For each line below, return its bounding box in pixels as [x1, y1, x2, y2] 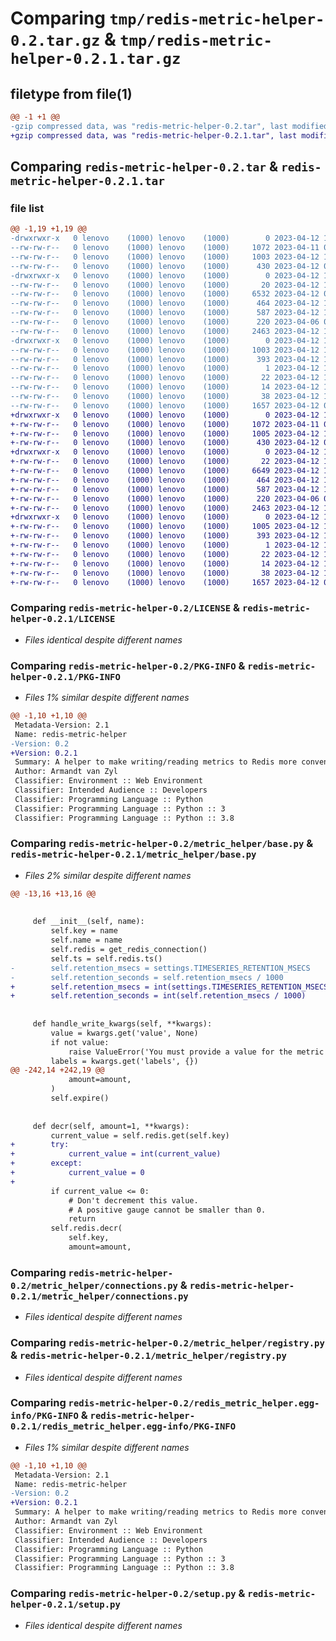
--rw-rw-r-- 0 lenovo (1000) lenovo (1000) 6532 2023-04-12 [10, 289, 320, 299]
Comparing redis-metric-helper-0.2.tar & [10, 158, 279, 176]
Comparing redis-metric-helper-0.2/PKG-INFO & [10, 658, 246, 672]
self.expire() [50, 1093, 110, 1104]
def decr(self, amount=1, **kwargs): [32, 1121, 190, 1131]
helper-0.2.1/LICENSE [10, 613, 116, 625]
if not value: [50, 1037, 110, 1047]
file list [10, 201, 45, 215]
